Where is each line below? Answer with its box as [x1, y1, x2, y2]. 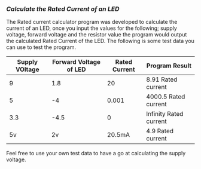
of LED [66, 65, 86, 73]
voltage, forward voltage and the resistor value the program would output [6, 31, 187, 38]
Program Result [146, 62, 192, 70]
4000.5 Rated [146, 93, 185, 101]
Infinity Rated [146, 110, 184, 118]
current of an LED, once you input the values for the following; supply [6, 24, 178, 32]
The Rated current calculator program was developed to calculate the [6, 19, 178, 26]
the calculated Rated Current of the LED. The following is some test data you [6, 38, 194, 45]
